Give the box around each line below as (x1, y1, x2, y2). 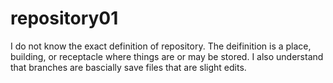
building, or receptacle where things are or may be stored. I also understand (10, 50, 324, 62)
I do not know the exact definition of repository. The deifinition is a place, (10, 40, 312, 52)
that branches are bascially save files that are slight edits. (10, 61, 247, 73)
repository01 (10, 7, 119, 30)
